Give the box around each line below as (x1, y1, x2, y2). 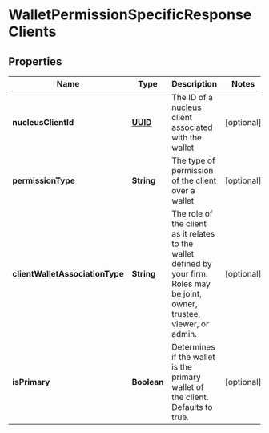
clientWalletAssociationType (12, 269, 124, 279)
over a (171, 185, 195, 196)
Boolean (131, 377, 164, 387)
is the (171, 362, 192, 372)
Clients (8, 22, 57, 41)
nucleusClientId (12, 117, 74, 127)
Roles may (171, 278, 211, 289)
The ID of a (171, 92, 214, 103)
